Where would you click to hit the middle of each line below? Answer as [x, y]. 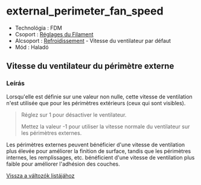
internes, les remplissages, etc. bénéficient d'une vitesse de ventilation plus [101, 157]
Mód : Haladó [32, 47]
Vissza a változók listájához [40, 175]
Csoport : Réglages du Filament [54, 34]
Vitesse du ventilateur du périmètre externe [90, 66]
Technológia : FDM [38, 28]
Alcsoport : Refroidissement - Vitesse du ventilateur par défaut [93, 41]
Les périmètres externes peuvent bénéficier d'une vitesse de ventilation [96, 144]
